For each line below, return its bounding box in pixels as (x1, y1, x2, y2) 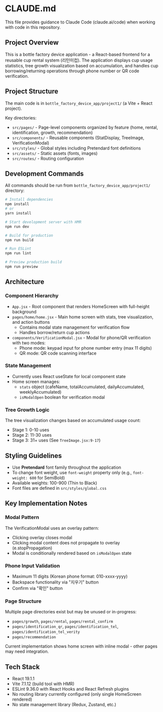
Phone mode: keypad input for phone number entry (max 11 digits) (19, 345, 152, 351)
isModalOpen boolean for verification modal (19, 394, 105, 400)
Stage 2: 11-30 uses (12, 432, 52, 438)
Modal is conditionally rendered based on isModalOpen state (12, 550, 132, 556)
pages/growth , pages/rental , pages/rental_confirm (12, 618, 113, 624)
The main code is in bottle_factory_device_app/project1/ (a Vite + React (5, 100, 153, 106)
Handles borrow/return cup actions (19, 329, 90, 335)
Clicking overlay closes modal (12, 534, 72, 540)
